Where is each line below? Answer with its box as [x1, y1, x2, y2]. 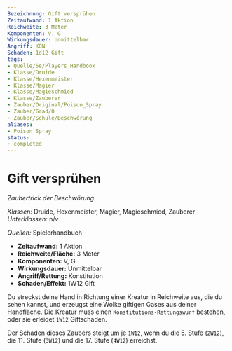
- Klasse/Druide [7, 69, 55, 76]
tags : [7, 56, 23, 63]
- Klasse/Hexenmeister [7, 75, 74, 83]
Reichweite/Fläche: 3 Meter [17, 249, 100, 258]
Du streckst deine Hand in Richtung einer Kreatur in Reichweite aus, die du [7, 293, 223, 301]
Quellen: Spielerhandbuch [7, 228, 83, 237]
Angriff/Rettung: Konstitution [17, 272, 103, 280]
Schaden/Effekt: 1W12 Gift [17, 280, 95, 288]
